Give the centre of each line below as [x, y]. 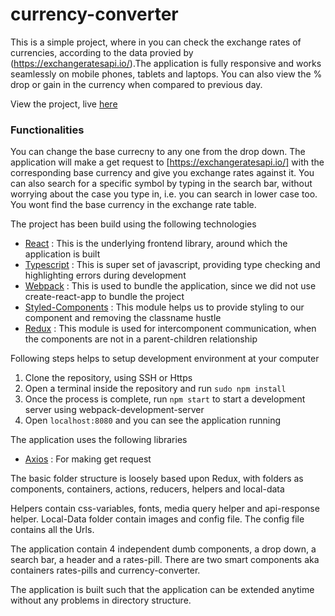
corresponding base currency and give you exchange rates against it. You [162, 173]
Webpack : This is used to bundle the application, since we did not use [170, 286]
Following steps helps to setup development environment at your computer [165, 359]
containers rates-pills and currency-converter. [105, 570]
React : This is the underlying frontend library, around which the [156, 244]
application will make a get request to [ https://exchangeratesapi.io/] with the [167, 162]
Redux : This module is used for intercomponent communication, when [170, 329]
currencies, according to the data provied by [102, 52]
